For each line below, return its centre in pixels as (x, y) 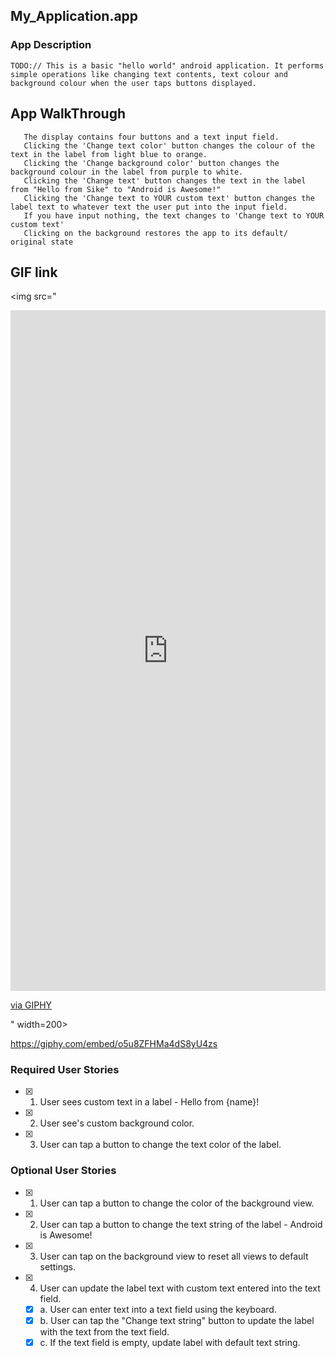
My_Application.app (74, 16)
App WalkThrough (68, 114)
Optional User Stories (63, 1171)
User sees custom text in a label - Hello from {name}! (149, 1102)
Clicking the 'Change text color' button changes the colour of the (169, 145)
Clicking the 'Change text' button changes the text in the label (165, 180)
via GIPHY (31, 1005)
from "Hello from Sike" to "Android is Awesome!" (116, 189)
